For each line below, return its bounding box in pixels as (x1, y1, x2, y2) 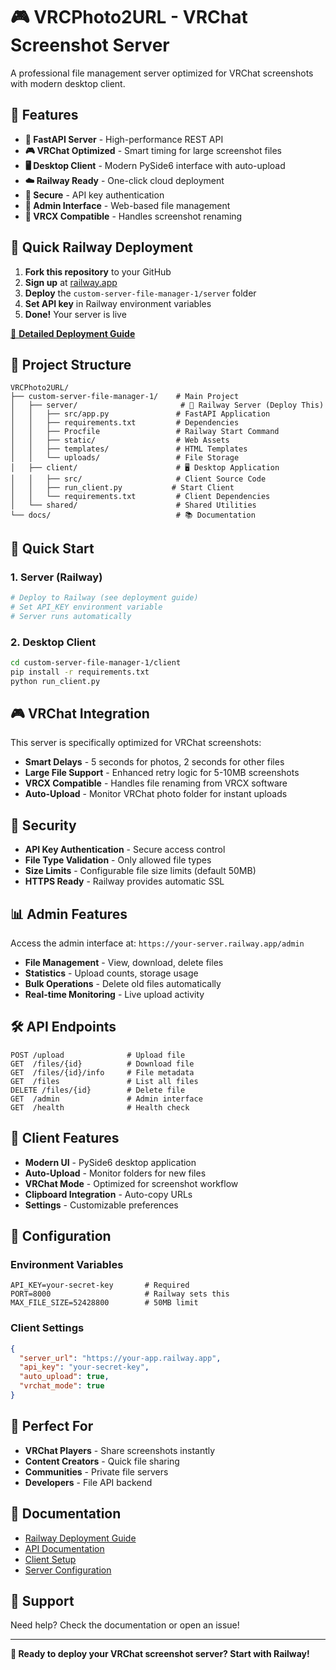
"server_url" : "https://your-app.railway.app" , (19, 1353, 222, 1363)
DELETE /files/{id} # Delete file (10, 1085, 186, 1095)
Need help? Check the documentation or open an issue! (10, 1619, 240, 1631)
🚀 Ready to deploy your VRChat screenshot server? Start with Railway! (10, 1648, 310, 1660)
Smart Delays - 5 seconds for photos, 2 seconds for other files (24, 756, 285, 768)
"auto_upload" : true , (19, 1372, 110, 1382)
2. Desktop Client (10, 635, 97, 649)
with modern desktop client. (10, 77, 126, 89)
